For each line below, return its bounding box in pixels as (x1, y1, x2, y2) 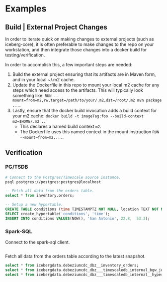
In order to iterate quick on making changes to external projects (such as (5, 36, 154, 42)
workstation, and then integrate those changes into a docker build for (5, 47, 147, 52)
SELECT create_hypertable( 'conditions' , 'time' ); (5, 211, 110, 216)
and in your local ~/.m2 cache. (12, 77, 75, 82)
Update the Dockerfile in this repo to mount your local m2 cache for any (12, 82, 160, 88)
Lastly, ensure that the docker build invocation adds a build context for (12, 108, 157, 113)
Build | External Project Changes (5, 23, 108, 31)
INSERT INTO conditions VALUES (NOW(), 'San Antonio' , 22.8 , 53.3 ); (5, 216, 150, 221)
